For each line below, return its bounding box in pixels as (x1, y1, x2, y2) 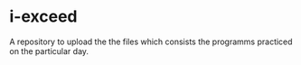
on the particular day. (9, 45, 89, 56)
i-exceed (9, 6, 78, 27)
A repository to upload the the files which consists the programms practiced (9, 36, 293, 47)
